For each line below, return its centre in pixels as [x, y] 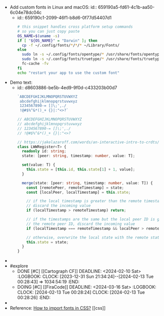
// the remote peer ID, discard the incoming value [81, 224]
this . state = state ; [48, 242]
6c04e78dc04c [26, 12]
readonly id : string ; [44, 151]
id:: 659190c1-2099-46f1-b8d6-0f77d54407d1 [64, 18]
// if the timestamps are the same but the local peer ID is [91, 219]
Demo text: [21, 82]
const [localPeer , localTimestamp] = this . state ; [79, 192]
